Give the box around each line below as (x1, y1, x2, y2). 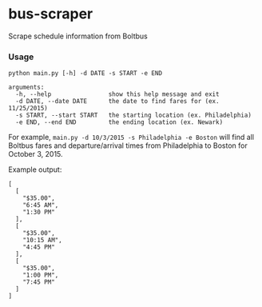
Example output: (8, 165, 62, 174)
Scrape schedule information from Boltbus (8, 31, 148, 41)
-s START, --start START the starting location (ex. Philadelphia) (15, 111, 252, 120)
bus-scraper (8, 5, 93, 23)
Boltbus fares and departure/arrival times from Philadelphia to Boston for (8, 141, 248, 150)
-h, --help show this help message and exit (15, 90, 220, 98)
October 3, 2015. (8, 150, 63, 159)
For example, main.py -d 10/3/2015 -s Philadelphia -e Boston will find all (8, 133, 254, 142)
